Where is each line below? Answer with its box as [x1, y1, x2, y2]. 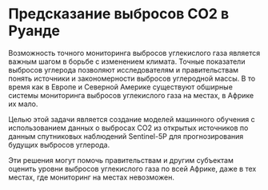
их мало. [8, 99, 38, 109]
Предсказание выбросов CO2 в [8, 5, 230, 23]
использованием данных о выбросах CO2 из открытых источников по [8, 123, 249, 133]
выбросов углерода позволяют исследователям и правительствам [8, 65, 238, 74]
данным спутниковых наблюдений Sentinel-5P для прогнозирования [8, 131, 244, 141]
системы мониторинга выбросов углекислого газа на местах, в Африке [8, 90, 254, 100]
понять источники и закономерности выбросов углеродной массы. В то [8, 73, 256, 83]
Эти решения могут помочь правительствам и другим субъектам [8, 155, 234, 164]
